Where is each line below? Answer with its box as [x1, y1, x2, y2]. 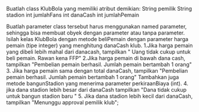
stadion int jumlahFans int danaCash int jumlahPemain [6, 11, 140, 18]
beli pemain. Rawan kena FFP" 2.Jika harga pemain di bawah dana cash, [6, 55, 186, 61]
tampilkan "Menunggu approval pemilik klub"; [6, 99, 119, 106]
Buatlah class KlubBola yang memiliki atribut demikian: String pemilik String [6, 5, 192, 12]
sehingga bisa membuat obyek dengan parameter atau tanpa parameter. [6, 29, 185, 36]
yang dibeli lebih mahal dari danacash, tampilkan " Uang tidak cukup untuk [6, 48, 191, 55]
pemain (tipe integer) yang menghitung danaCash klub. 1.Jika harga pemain [6, 42, 193, 49]
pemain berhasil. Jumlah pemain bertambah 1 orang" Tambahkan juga [6, 74, 179, 80]
